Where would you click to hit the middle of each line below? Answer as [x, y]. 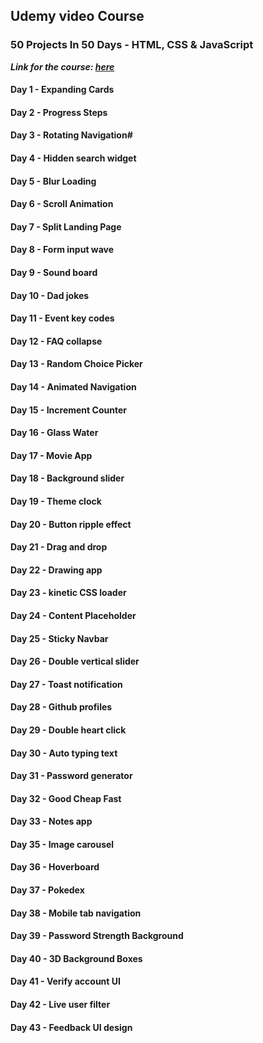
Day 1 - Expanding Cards [62, 90]
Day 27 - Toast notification [66, 684]
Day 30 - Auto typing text [64, 753]
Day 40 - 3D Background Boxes [76, 958]
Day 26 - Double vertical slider [75, 661]
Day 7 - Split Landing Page [66, 226]
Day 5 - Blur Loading [53, 181]
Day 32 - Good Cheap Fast [66, 798]
